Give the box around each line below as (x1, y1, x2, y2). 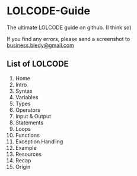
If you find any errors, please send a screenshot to (7, 35, 130, 42)
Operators (15, 106, 40, 114)
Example (15, 144, 37, 151)
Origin (15, 163, 31, 170)
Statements (15, 119, 44, 126)
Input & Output (15, 112, 52, 120)
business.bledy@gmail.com (7, 42, 75, 49)
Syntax (15, 87, 33, 95)
